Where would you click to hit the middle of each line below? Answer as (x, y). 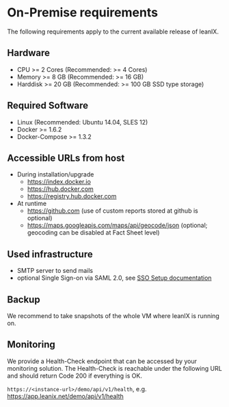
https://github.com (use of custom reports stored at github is (112, 211)
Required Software (48, 106)
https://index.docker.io (59, 182)
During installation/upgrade (55, 174)
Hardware (28, 53)
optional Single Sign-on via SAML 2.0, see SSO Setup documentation (114, 278)
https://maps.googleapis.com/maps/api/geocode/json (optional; (117, 225)
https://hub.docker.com (60, 189)
